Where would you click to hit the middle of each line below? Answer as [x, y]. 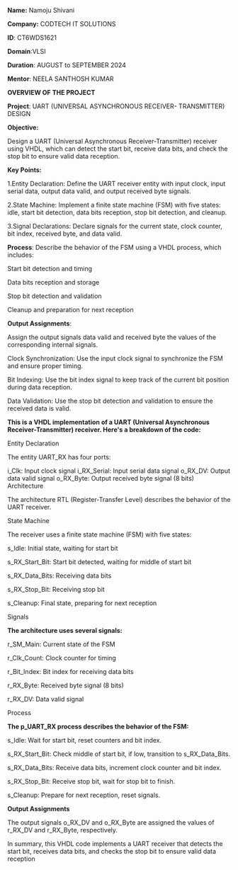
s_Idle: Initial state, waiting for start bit [63, 548]
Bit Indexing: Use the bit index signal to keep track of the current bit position [118, 379]
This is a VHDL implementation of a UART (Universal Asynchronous [109, 422]
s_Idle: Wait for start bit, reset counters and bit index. [85, 740]
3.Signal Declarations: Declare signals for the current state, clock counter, [115, 226]
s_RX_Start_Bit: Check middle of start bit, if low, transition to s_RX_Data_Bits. [119, 754]
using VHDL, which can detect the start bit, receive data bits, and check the [118, 149]
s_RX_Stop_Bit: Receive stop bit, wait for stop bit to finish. [91, 781]
